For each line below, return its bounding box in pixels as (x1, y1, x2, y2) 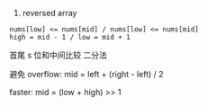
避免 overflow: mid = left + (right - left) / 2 (9, 69, 164, 79)
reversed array (22, 8, 77, 18)
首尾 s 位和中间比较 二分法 (9, 49, 108, 60)
